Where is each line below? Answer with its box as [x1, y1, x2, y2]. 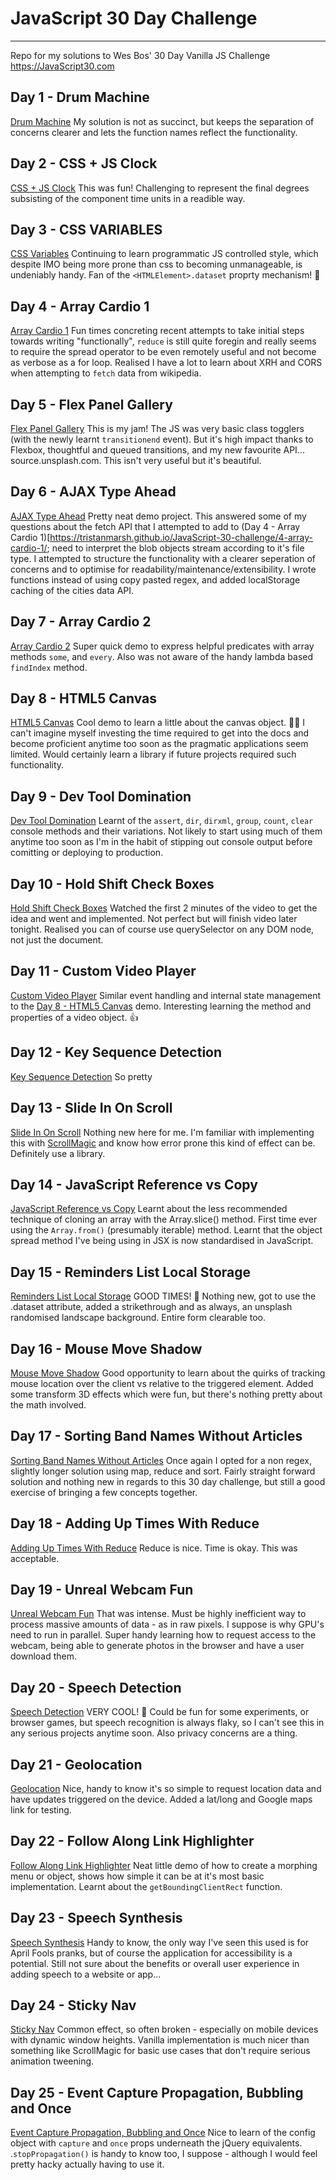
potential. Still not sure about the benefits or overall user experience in [10, 1957, 300, 1969]
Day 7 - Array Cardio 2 [10, 613, 152, 631]
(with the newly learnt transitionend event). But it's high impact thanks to [10, 433, 314, 445]
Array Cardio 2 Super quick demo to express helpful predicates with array [10, 640, 315, 652]
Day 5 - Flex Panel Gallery [10, 396, 173, 413]
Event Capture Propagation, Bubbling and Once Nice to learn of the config [10, 2127, 316, 2139]
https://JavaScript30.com [10, 60, 115, 72]
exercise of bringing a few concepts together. [10, 1486, 198, 1498]
